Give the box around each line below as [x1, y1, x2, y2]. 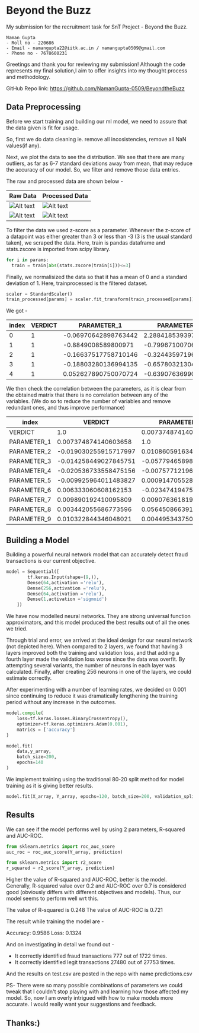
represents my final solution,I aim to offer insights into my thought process [6, 66, 188, 74]
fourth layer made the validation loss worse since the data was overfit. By [6, 655, 185, 663]
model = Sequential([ [6, 569, 60, 575]
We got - [6, 307, 28, 315]
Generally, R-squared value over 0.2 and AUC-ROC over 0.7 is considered [6, 882, 187, 889]
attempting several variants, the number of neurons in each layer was [6, 662, 176, 669]
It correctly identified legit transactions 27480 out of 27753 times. [14, 959, 176, 966]
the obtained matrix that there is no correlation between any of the [6, 391, 169, 398]
